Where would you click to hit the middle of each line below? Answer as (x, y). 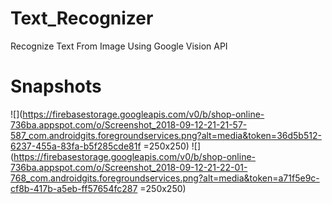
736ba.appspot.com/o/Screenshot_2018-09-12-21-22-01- (129, 167)
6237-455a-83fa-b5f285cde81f (76, 146)
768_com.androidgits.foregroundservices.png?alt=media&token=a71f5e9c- (165, 178)
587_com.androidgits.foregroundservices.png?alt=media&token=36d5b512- (166, 135)
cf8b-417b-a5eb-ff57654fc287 (74, 188)
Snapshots (56, 86)
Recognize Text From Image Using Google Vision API (119, 46)
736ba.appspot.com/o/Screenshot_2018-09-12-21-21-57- (129, 124)
